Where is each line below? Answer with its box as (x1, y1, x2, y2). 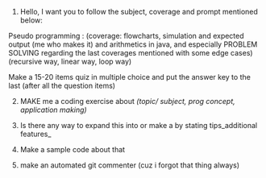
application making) (19, 105, 87, 114)
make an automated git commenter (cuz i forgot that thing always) (19, 160, 240, 170)
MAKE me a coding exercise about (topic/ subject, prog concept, (19, 97, 235, 106)
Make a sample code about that (19, 145, 126, 154)
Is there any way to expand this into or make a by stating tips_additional (19, 121, 258, 130)
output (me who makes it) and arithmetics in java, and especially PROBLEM (8, 39, 258, 49)
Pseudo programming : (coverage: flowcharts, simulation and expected (8, 31, 244, 40)
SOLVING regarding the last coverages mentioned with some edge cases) (8, 48, 253, 57)
